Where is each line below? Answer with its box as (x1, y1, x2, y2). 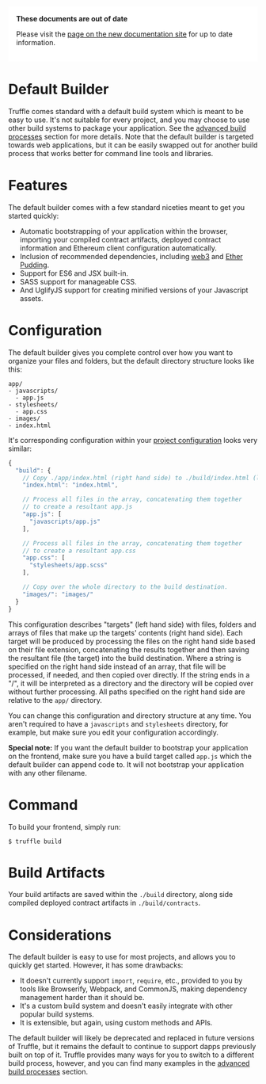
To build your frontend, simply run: (8, 822, 121, 831)
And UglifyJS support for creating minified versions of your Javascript (19, 285, 249, 295)
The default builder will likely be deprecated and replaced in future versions (8, 1033, 255, 1043)
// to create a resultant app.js (22, 503, 133, 511)
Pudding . (19, 260, 50, 269)
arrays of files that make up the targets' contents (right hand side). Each (8, 628, 243, 637)
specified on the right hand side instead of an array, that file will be (8, 662, 226, 671)
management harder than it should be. (19, 993, 145, 1002)
